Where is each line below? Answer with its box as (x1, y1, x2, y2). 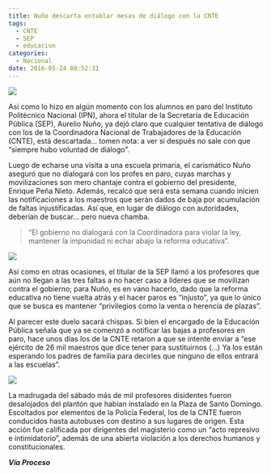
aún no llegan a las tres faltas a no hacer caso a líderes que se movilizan (8, 275, 250, 285)
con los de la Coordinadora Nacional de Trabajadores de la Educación (8, 127, 241, 137)
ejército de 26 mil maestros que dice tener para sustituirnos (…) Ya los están (8, 342, 263, 352)
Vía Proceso (8, 457, 51, 467)
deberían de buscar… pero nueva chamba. (8, 212, 150, 221)
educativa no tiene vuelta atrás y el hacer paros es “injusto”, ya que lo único (8, 292, 261, 302)
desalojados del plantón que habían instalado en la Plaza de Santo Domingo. (8, 399, 263, 409)
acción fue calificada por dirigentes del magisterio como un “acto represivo (8, 425, 260, 434)
